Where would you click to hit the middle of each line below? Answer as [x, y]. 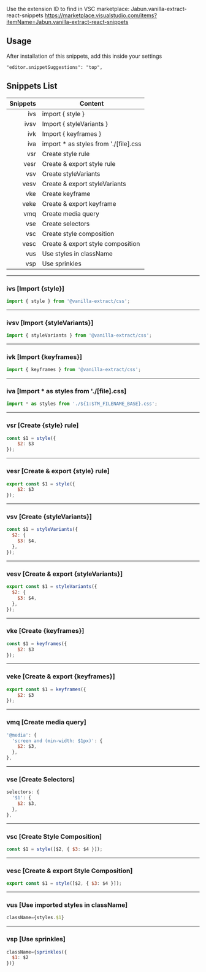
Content [92, 103]
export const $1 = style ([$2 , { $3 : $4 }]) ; [64, 884]
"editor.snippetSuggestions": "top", [55, 67]
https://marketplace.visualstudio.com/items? [101, 15]
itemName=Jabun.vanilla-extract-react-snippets [67, 22]
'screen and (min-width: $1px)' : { [57, 741]
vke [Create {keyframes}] [45, 631]
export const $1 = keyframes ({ [46, 689]
